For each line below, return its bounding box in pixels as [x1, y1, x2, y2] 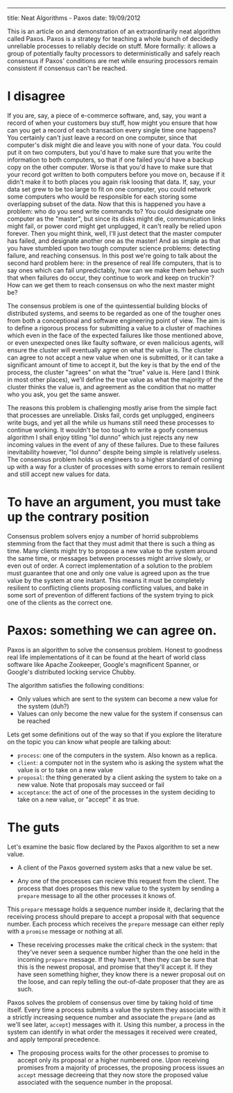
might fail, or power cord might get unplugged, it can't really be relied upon [7, 221, 222, 230]
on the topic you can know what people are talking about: [7, 737, 171, 746]
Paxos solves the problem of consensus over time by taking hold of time [7, 998, 214, 1006]
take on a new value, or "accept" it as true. [17, 795, 140, 804]
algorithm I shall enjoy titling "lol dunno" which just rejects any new [7, 433, 199, 441]
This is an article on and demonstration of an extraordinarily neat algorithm [7, 27, 221, 35]
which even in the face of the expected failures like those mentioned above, [7, 331, 224, 339]
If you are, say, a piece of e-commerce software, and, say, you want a [7, 111, 207, 119]
